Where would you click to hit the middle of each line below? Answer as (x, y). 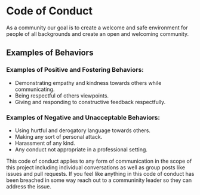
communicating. (35, 89)
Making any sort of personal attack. (59, 136)
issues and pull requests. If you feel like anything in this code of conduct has (100, 173)
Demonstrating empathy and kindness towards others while (88, 83)
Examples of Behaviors (50, 53)
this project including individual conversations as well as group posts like (96, 167)
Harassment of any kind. (45, 143)
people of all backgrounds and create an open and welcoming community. (98, 33)
